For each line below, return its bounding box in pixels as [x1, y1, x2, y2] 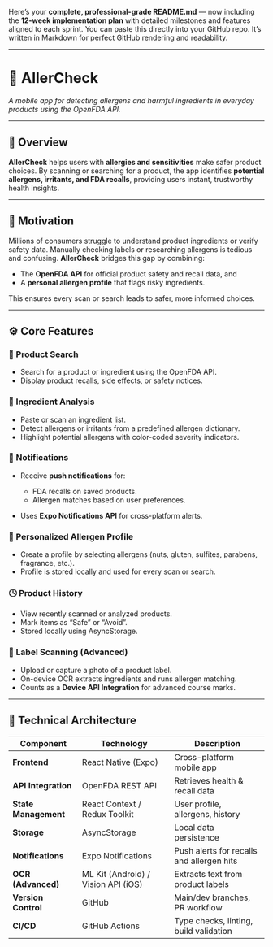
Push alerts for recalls [174, 845, 258, 856]
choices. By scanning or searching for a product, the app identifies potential [8, 166, 265, 176]
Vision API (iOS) [81, 878, 144, 889]
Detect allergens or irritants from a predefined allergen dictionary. [19, 423, 240, 433]
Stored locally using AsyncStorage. [19, 626, 138, 636]
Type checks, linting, [174, 914, 253, 926]
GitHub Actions [81, 920, 141, 932]
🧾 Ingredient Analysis [8, 396, 95, 407]
